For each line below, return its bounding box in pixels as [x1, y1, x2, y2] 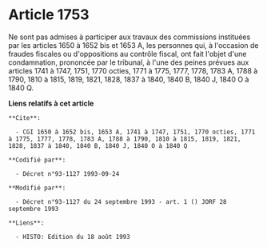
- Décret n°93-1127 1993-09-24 [15, 169, 120, 177]
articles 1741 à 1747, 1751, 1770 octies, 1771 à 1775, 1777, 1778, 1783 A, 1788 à [8, 66, 258, 75]
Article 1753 [8, 6, 90, 24]
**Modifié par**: [8, 184, 66, 192]
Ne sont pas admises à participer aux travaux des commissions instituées [8, 32, 251, 42]
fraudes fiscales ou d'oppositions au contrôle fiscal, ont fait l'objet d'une [8, 49, 247, 58]
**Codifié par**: [8, 156, 66, 164]
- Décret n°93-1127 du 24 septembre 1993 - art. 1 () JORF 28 [15, 197, 227, 205]
